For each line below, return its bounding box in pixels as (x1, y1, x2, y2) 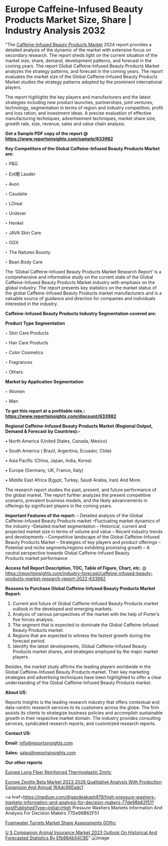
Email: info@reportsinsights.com (5, 740, 73, 746)
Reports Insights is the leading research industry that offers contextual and (5, 699, 159, 705)
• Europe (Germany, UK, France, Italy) (5, 467, 84, 473)
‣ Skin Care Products (5, 330, 49, 336)
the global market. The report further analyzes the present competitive (5, 492, 151, 498)
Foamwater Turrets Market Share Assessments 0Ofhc (5, 819, 116, 825)
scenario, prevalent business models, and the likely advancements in (5, 497, 148, 503)
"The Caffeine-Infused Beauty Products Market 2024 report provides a (5, 41, 152, 47)
